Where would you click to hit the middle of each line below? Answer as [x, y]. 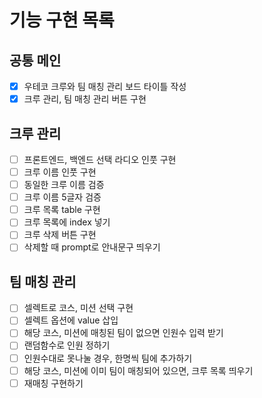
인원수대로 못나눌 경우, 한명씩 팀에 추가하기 [108, 358]
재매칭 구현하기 [53, 383]
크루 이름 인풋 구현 [60, 172]
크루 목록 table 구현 [62, 210]
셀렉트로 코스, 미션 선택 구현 [78, 308]
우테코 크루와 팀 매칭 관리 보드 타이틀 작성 [105, 86]
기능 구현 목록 [62, 20]
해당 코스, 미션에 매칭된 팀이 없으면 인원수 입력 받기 [123, 333]
